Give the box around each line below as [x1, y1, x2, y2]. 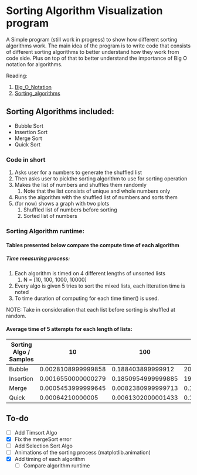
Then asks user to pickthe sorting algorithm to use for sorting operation [14, 175, 188, 182]
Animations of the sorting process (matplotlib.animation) [14, 449, 151, 456]
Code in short [6, 155, 46, 163]
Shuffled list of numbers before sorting [23, 206, 117, 213]
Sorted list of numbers [23, 213, 77, 220]
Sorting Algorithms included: [6, 107, 114, 117]
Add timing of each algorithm [14, 455, 85, 462]
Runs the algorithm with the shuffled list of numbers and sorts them [14, 194, 178, 201]
